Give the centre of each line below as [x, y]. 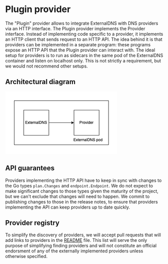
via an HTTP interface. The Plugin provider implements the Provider [75, 28]
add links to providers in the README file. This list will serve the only [76, 240]
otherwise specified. [26, 256]
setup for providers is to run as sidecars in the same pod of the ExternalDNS [84, 55]
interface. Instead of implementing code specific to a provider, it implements [84, 34]
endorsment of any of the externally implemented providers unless [74, 251]
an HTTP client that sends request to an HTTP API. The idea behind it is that [84, 39]
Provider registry [32, 223]
